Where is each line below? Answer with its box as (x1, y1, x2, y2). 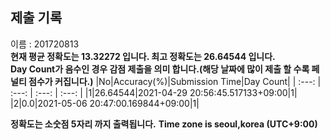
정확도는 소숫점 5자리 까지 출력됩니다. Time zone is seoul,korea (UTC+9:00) (10, 118, 318, 130)
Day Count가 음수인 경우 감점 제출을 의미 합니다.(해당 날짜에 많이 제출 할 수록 (10, 63, 310, 75)
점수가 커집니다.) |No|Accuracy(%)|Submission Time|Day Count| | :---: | (28, 75, 322, 87)
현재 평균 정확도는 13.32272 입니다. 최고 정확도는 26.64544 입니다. (10, 50, 276, 62)
